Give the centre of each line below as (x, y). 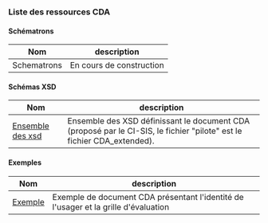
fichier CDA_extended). (111, 141)
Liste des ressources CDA (59, 12)
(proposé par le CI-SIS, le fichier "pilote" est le (155, 131)
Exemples (25, 162)
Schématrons (31, 31)
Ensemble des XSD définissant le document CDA (159, 121)
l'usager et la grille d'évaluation (111, 207)
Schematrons (37, 65)
